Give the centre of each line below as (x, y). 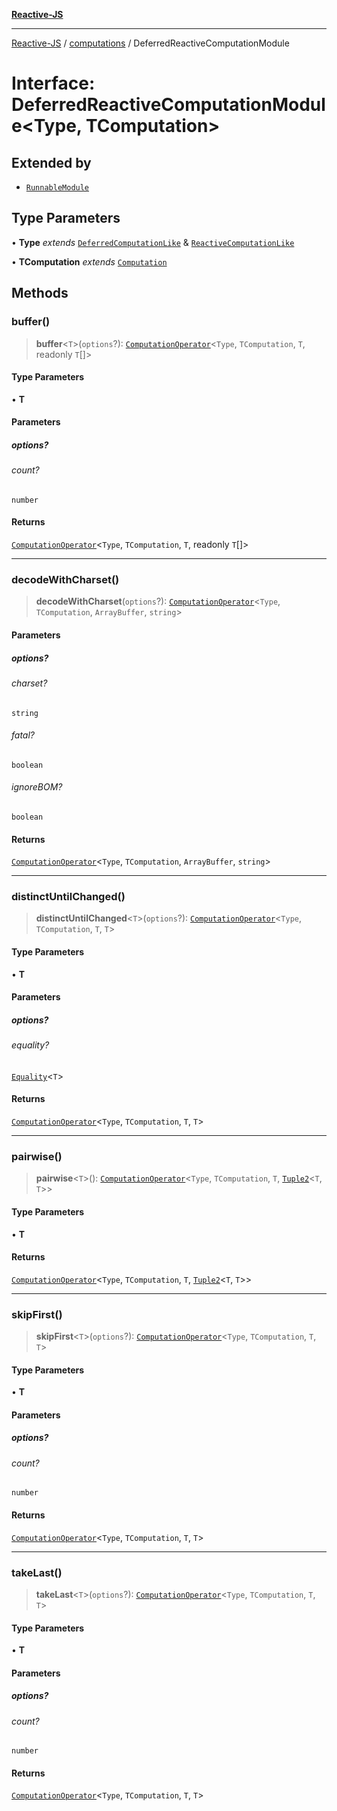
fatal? (23, 735)
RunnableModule (57, 188)
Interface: (53, 83)
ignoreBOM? (37, 787)
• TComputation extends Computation (89, 261)
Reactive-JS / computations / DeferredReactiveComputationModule (150, 43)
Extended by (51, 162)
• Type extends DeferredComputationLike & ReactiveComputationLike (153, 242)
